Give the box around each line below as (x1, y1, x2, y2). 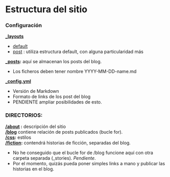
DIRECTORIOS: (5, 112, 43, 119)
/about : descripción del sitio (5, 123, 66, 130)
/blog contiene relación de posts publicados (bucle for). (5, 129, 123, 135)
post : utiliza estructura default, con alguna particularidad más (12, 48, 144, 55)
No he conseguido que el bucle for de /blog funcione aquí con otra (12, 149, 153, 156)
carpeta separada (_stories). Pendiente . (12, 155, 96, 161)
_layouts (5, 33, 24, 39)
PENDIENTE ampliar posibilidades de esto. (12, 99, 102, 105)
